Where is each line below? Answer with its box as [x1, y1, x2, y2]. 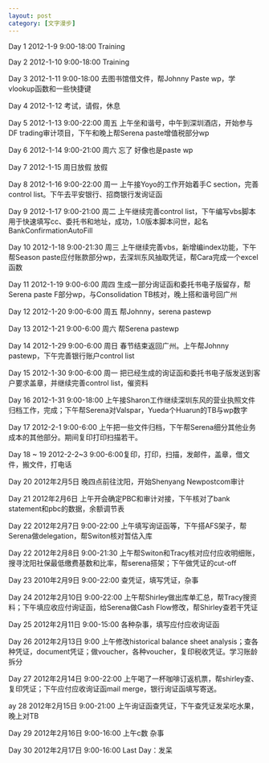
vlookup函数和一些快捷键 [8, 84, 92, 93]
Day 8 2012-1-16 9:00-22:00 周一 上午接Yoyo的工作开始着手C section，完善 [8, 179, 259, 189]
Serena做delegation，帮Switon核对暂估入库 [8, 530, 153, 540]
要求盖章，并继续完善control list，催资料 [14, 377, 149, 387]
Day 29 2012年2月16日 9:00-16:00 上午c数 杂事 [8, 728, 165, 737]
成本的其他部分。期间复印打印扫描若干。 [8, 432, 142, 442]
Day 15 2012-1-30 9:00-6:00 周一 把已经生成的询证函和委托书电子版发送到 [8, 368, 255, 377]
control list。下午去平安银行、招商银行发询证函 [8, 189, 163, 199]
